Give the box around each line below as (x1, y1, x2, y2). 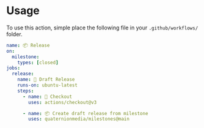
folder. (6, 30, 23, 37)
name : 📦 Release (6, 42, 50, 48)
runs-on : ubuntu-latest (17, 82, 78, 89)
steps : (17, 88, 34, 94)
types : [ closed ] (17, 59, 59, 66)
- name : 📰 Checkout (22, 93, 72, 100)
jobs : (6, 65, 20, 71)
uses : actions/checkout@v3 (28, 99, 97, 105)
